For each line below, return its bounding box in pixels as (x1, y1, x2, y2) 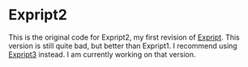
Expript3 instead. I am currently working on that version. (8, 49, 196, 59)
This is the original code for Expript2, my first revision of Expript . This (8, 32, 241, 42)
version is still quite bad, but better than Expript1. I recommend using (8, 40, 237, 50)
